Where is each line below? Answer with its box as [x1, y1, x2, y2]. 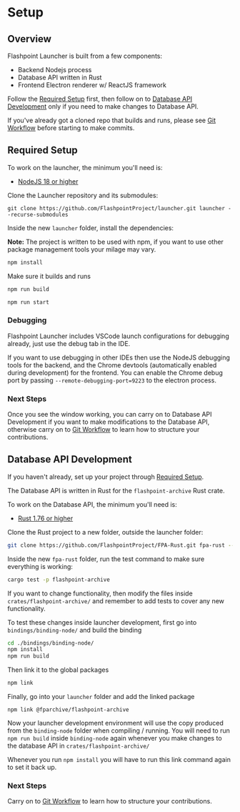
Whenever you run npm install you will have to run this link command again [7, 756, 231, 764]
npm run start [7, 298, 50, 306]
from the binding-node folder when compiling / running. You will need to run [7, 726, 231, 735]
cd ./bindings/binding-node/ [7, 639, 94, 647]
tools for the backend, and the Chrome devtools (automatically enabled [7, 360, 217, 369]
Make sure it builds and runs [7, 272, 91, 280]
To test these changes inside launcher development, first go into [7, 618, 197, 626]
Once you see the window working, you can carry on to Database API [7, 410, 212, 419]
